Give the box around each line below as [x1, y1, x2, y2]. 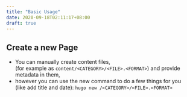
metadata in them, [14, 71, 60, 78]
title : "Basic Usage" [6, 8, 61, 15]
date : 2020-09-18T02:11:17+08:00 [6, 14, 90, 20]
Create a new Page [6, 42, 78, 52]
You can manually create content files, [14, 58, 110, 66]
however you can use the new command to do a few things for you [14, 78, 182, 85]
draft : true [6, 20, 36, 26]
